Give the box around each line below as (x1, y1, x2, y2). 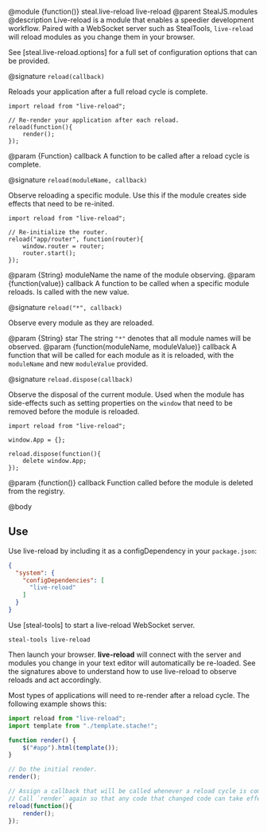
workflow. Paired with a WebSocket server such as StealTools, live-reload (8, 24, 253, 33)
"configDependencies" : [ (22, 576, 105, 584)
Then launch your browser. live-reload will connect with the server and (8, 650, 242, 659)
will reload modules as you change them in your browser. (8, 32, 195, 41)
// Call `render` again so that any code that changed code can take (8, 795, 244, 803)
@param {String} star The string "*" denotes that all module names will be (8, 334, 252, 343)
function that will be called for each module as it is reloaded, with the (8, 351, 234, 359)
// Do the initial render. (8, 765, 98, 774)
